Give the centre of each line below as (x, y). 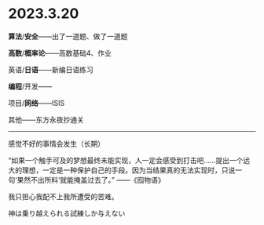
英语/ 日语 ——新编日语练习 (51, 69)
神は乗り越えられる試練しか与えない (67, 213)
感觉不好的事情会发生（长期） (56, 143)
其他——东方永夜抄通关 (46, 119)
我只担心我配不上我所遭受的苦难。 (63, 196)
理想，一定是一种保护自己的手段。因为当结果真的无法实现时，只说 (128, 170)
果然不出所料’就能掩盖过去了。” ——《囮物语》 (91, 180)
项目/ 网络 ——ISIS (37, 103)
